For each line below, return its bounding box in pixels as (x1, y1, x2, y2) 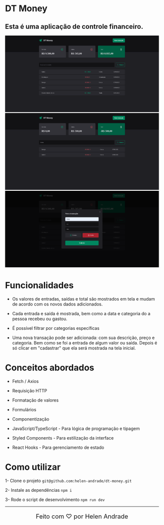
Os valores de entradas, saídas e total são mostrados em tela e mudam (12, 296, 155, 302)
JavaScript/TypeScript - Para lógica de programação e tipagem (12, 425, 140, 431)
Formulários (12, 406, 37, 412)
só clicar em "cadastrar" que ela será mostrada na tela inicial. (12, 345, 136, 351)
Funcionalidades (5, 280, 74, 291)
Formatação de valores (12, 397, 59, 403)
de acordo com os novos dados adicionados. (12, 301, 103, 307)
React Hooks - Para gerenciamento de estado (12, 444, 104, 450)
